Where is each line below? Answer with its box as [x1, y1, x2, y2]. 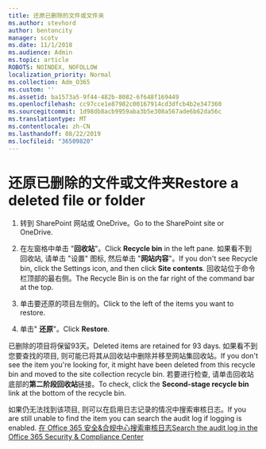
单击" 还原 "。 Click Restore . [19, 324, 110, 334]
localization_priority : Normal [8, 71, 112, 79]
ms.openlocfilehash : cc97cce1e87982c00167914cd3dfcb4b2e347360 [8, 100, 222, 108]
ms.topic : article [8, 56, 69, 64]
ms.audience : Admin [8, 48, 73, 56]
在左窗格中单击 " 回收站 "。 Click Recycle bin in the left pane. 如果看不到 [19, 244, 253, 254]
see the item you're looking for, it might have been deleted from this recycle [8, 360, 256, 370]
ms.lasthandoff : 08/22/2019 [8, 130, 102, 137]
